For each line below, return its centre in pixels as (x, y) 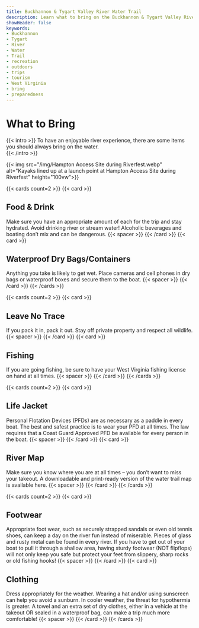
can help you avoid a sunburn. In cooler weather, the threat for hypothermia (98, 600)
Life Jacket (27, 406)
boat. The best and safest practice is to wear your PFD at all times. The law (98, 426)
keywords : (18, 28)
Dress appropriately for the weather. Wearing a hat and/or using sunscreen (98, 594)
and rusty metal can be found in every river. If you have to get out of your (96, 542)
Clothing (22, 579)
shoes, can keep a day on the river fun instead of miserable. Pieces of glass (99, 535)
